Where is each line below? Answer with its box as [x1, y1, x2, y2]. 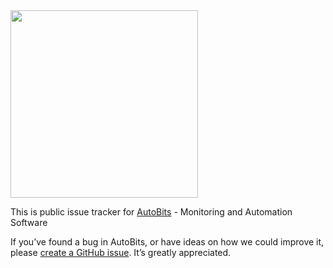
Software [10, 217, 48, 228]
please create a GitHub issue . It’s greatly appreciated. [10, 247, 232, 258]
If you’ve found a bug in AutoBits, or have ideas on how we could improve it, [10, 236, 325, 248]
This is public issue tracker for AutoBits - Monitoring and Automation [10, 206, 293, 218]
